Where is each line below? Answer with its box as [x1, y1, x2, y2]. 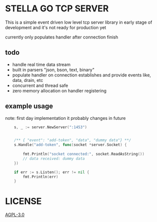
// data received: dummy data [23, 156, 85, 161]
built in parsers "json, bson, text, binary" [12, 67, 95, 73]
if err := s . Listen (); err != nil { [14, 170, 90, 175]
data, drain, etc [12, 77, 43, 83]
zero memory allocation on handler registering [12, 87, 107, 94]
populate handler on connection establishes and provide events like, [12, 72, 152, 78]
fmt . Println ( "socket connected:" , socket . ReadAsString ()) [23, 151, 145, 157]
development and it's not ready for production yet [5, 24, 106, 30]
